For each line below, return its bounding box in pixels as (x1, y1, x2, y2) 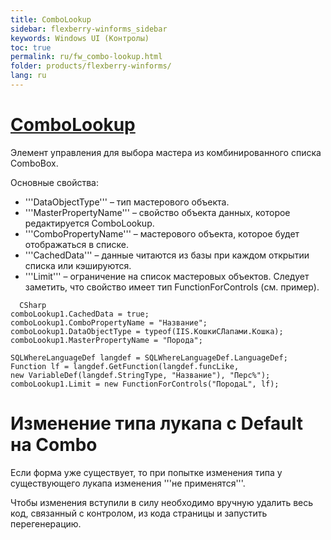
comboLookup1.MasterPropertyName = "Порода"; (10, 335, 203, 345)
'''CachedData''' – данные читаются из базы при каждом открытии (24, 249, 310, 261)
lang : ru (10, 71, 47, 81)
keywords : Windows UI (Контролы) (10, 33, 150, 43)
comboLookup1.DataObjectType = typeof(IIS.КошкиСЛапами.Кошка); (10, 326, 284, 336)
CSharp (19, 300, 47, 310)
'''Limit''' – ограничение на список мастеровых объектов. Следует (24, 270, 310, 282)
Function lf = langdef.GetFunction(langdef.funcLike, (10, 361, 240, 371)
